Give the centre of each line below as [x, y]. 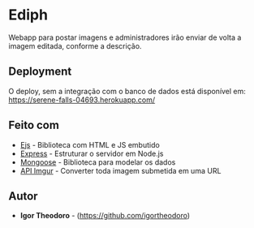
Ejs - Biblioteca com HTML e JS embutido [90, 144]
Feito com [34, 125]
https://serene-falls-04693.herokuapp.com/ [82, 100]
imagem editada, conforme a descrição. [75, 45]
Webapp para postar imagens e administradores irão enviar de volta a [125, 37]
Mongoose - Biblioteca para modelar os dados [98, 162]
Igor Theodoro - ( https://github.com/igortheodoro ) [105, 216]
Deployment [40, 72]
